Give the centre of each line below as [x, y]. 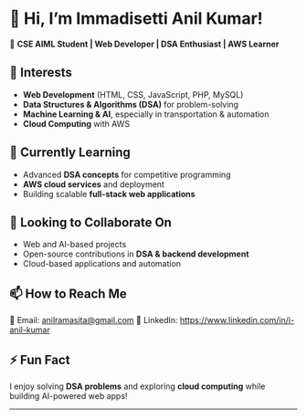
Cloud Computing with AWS [76, 123]
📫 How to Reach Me [68, 293]
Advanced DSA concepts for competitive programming [127, 174]
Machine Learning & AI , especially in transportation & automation [146, 114]
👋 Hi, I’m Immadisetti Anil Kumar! [136, 19]
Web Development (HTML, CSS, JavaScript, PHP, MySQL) [133, 94]
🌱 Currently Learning [70, 153]
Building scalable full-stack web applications [109, 194]
